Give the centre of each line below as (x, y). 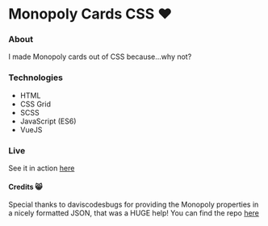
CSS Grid (35, 104)
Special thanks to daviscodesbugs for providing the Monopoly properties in (134, 205)
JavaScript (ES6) (48, 121)
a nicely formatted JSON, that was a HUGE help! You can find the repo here (134, 213)
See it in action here (42, 168)
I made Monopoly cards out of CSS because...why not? (100, 56)
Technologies (36, 77)
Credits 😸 (25, 186)
